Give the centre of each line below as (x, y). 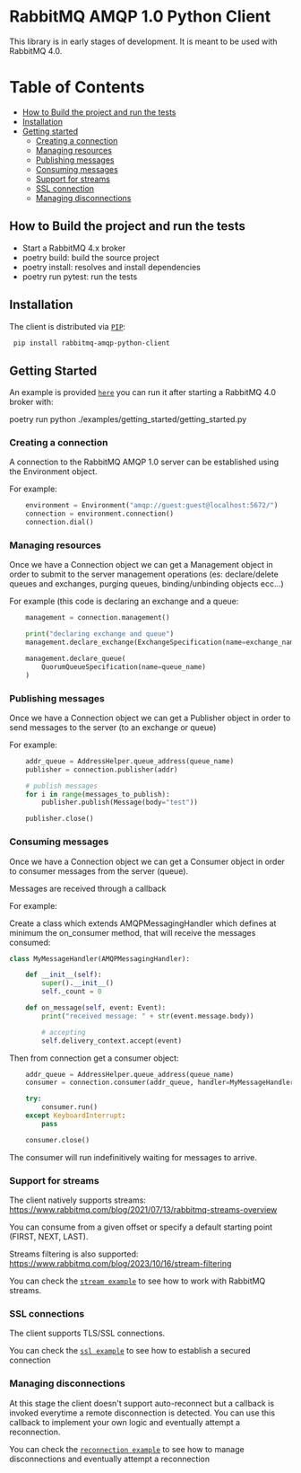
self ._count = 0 (72, 992)
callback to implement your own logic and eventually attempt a (125, 1422)
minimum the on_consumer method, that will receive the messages (133, 932)
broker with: (31, 402)
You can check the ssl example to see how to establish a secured (130, 1351)
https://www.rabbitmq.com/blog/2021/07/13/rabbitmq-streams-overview (143, 1209)
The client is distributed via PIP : (68, 326)
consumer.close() (58, 1140)
